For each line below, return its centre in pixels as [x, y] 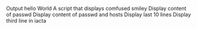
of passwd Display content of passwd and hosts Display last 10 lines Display [98, 14]
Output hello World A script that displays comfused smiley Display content [96, 8]
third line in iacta [26, 21]
